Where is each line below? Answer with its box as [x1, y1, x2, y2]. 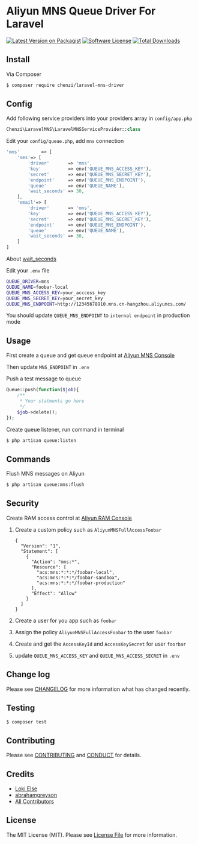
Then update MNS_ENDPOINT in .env [6, 364, 90, 371]
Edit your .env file [6, 267, 50, 274]
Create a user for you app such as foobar [14, 617, 117, 624]
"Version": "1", [20, 543, 61, 549]
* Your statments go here [19, 398, 85, 404]
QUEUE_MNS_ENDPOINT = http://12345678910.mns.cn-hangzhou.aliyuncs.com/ [6, 301, 187, 307]
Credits [6, 769, 35, 779]
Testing [6, 703, 35, 713]
